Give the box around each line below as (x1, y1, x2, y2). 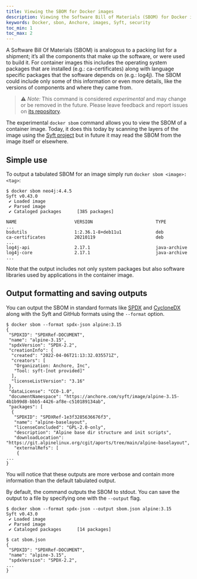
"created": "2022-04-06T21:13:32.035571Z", (11, 352, 119, 358)
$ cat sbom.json (6, 537, 46, 543)
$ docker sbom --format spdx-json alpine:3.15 (6, 321, 122, 328)
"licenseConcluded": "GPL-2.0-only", (13, 424, 107, 430)
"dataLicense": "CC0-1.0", (8, 388, 75, 394)
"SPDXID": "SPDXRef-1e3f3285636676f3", (13, 414, 111, 420)
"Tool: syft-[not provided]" (13, 368, 85, 373)
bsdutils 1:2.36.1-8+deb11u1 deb (6, 229, 164, 235)
